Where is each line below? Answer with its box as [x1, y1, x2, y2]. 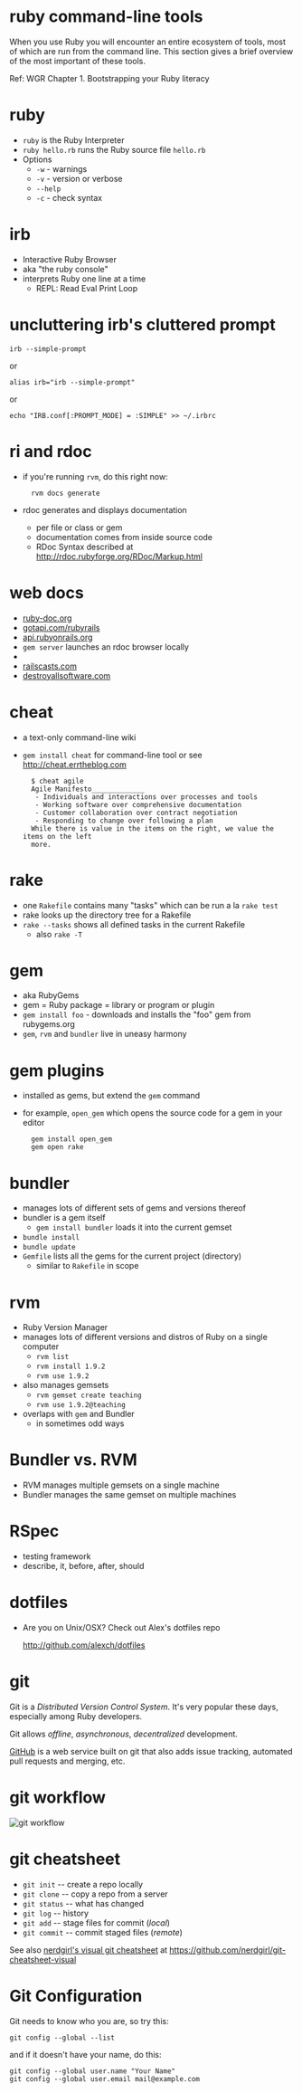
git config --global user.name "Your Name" [9, 2066, 176, 2076]
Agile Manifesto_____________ [31, 785, 145, 794]
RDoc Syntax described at [35, 541, 134, 552]
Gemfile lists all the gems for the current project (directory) [22, 1251, 242, 1261]
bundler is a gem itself [22, 1213, 106, 1223]
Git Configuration [9, 1986, 143, 2006]
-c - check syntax [35, 192, 102, 203]
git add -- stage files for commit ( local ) [22, 1917, 170, 1928]
